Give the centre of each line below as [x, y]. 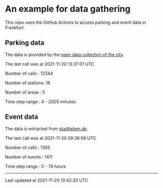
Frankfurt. [15, 27]
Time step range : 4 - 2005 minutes [41, 102]
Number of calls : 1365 [27, 147]
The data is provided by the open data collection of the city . [65, 54]
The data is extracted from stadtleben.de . [47, 128]
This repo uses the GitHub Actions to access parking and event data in [76, 22]
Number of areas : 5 [25, 92]
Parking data [25, 43]
